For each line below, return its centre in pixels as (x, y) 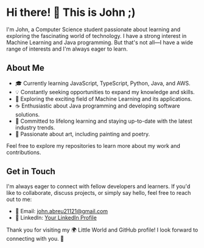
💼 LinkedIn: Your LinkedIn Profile (56, 217)
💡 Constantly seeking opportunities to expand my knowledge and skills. (105, 92)
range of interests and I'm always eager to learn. (67, 49)
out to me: (19, 199)
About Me (25, 68)
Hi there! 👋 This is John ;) (71, 13)
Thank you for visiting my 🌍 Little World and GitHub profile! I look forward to (102, 230)
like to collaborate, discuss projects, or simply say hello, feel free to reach (99, 192)
